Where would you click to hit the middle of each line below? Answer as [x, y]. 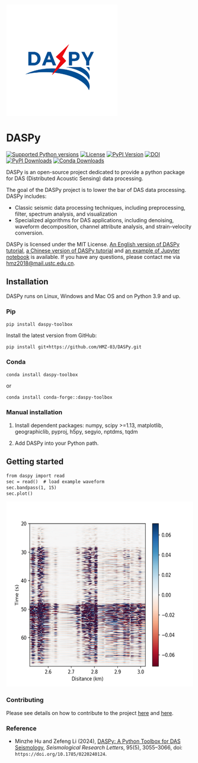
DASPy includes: [26, 196]
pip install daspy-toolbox [39, 325]
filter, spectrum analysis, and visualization [66, 214]
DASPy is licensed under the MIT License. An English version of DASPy [93, 244]
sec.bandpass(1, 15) [32, 488]
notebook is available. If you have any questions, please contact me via [93, 257]
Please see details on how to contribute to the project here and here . [90, 713]
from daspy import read [36, 476]
